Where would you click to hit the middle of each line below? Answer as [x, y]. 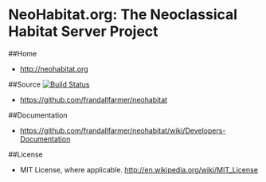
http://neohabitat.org [54, 68]
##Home [23, 53]
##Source [25, 84]
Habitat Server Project [83, 31]
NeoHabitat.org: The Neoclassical [123, 15]
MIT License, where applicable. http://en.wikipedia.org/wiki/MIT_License [139, 169]
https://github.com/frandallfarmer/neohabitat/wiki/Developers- [123, 130]
